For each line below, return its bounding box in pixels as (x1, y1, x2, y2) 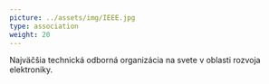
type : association (9, 22, 79, 31)
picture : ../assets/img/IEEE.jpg (9, 13, 136, 23)
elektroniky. (9, 64, 53, 75)
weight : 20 (9, 30, 51, 39)
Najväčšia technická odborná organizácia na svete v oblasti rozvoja (9, 55, 261, 66)
